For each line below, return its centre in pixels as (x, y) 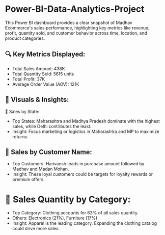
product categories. (25, 38)
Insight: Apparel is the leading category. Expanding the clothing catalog (84, 223)
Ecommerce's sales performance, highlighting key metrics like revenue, (77, 27)
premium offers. (28, 180)
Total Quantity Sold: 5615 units (43, 74)
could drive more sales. (36, 229)
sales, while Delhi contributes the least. (52, 126)
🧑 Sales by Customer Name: (49, 152)
